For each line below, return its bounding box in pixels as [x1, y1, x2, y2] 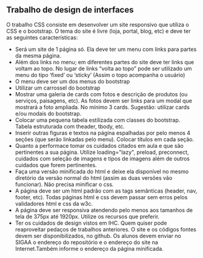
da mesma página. [15, 51, 62, 59]
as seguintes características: [6, 33, 78, 41]
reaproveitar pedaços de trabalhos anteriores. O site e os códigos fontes [15, 225, 197, 233]
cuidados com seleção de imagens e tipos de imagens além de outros [15, 154, 190, 162]
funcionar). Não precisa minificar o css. [15, 180, 114, 188]
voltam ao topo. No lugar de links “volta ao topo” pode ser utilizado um [15, 65, 192, 72]
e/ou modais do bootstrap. [15, 110, 82, 117]
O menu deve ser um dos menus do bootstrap [15, 78, 130, 85]
